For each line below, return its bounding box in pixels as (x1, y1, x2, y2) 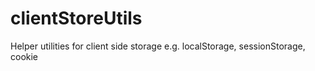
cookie (10, 50, 39, 62)
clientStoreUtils (10, 7, 143, 30)
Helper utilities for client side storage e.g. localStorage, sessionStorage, (10, 40, 306, 52)
